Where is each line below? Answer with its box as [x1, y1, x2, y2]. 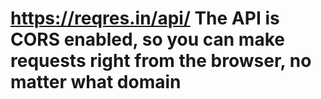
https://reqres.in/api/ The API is [10, 7, 280, 30]
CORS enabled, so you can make [10, 28, 285, 51]
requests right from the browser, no [10, 50, 312, 72]
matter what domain [10, 71, 182, 94]
